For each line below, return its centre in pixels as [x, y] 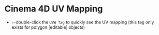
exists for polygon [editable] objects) [48, 27]
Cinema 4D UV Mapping [54, 9]
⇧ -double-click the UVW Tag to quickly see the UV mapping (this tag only [83, 22]
